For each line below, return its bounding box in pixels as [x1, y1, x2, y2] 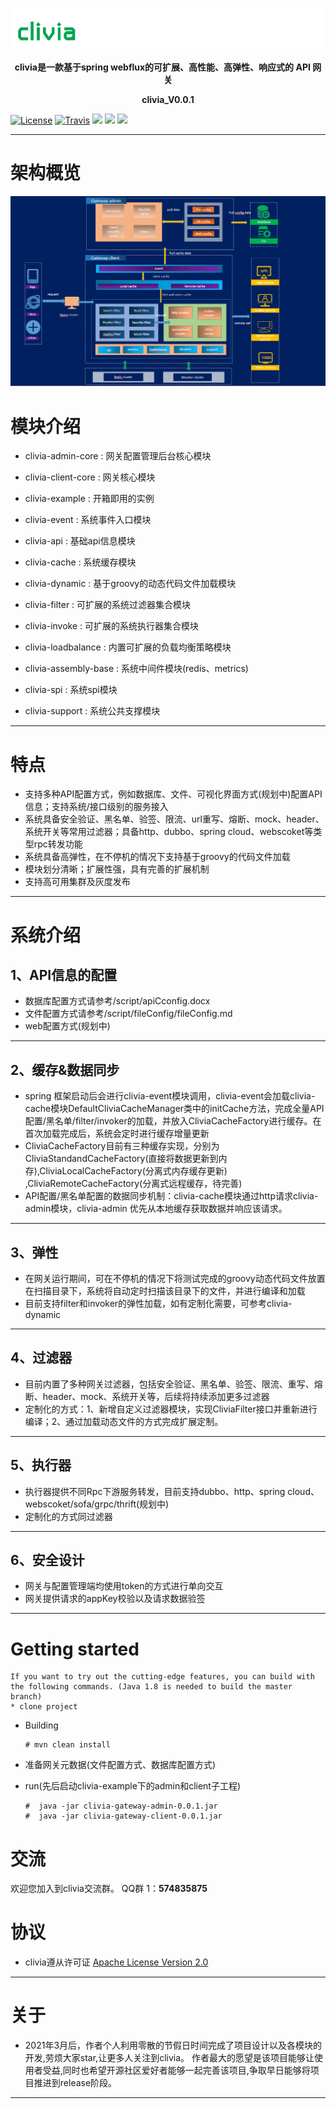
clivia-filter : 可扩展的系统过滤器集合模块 [24, 599, 192, 611]
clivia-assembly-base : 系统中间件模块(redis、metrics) [24, 663, 249, 675]
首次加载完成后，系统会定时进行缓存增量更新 [24, 1128, 210, 1140]
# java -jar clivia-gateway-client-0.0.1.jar [24, 1811, 223, 1822]
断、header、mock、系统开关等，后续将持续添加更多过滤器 [24, 1390, 270, 1402]
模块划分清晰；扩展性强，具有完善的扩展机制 [24, 863, 210, 875]
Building [24, 1719, 59, 1732]
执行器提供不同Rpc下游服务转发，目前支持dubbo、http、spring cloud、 [24, 1485, 320, 1497]
